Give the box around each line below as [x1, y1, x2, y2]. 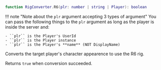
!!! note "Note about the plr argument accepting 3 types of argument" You [5, 13, 157, 19]
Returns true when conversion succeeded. [5, 60, 92, 66]
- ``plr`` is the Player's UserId [5, 34, 77, 38]
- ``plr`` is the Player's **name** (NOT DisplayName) [5, 42, 121, 47]
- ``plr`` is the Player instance [5, 37, 77, 43]
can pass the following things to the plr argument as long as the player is [5, 19, 155, 25]
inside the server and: [5, 24, 49, 30]
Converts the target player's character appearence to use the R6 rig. [5, 51, 145, 57]
